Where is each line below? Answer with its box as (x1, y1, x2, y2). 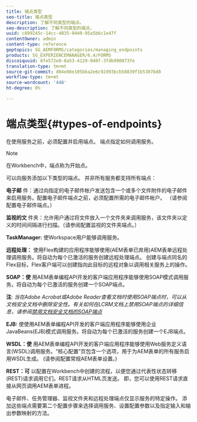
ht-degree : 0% (6, 85, 41, 91)
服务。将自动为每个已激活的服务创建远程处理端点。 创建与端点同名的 (21, 253, 188, 260)
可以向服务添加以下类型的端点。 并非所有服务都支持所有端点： (6, 174, 157, 181)
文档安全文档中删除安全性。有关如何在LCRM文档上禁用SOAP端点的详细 (6, 300, 179, 307)
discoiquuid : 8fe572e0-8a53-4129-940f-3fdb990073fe (6, 58, 135, 63)
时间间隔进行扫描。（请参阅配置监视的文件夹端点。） (16, 221, 140, 228)
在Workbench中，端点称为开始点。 (6, 162, 91, 169)
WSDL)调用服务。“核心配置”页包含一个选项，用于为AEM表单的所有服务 (13, 347, 185, 354)
